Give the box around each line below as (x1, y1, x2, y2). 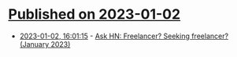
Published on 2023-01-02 (8, 5, 181, 23)
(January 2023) (19, 39, 71, 48)
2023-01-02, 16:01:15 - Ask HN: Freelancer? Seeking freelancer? (19, 31, 229, 41)
